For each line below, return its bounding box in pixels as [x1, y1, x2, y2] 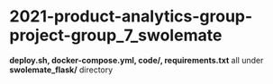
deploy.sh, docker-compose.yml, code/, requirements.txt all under [9, 55, 264, 65]
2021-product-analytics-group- [9, 6, 253, 27]
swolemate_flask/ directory [9, 64, 114, 75]
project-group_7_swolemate [9, 25, 223, 46]
